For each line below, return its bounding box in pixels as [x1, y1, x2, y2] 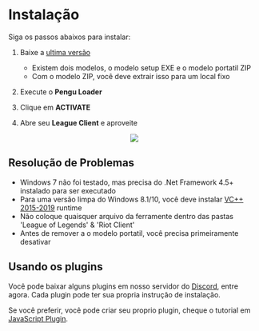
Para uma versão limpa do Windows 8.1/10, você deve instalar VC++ [19, 194, 244, 204]
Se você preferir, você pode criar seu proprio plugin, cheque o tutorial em [8, 305, 251, 315]
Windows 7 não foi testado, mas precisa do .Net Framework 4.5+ [19, 177, 234, 187]
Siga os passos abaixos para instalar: [8, 32, 131, 42]
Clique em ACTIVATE [19, 102, 91, 112]
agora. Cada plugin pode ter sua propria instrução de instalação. [8, 289, 221, 299]
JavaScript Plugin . [8, 313, 69, 323]
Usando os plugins [8, 260, 103, 273]
